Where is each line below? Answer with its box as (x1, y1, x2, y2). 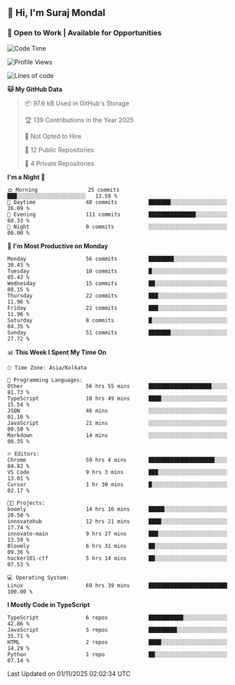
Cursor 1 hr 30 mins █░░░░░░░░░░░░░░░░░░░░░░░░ (7, 481, 228, 488)
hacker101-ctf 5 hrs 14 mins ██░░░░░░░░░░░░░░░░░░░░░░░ (7, 554, 228, 562)
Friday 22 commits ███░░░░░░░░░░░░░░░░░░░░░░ (7, 304, 228, 311)
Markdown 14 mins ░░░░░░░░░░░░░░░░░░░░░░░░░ (7, 431, 228, 439)
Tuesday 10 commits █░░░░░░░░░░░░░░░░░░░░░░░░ (7, 268, 228, 275)
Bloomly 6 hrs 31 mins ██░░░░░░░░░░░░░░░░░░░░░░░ (7, 542, 228, 549)
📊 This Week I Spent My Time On (7, 348, 107, 356)
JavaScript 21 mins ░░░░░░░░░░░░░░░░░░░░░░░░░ (7, 419, 228, 426)
